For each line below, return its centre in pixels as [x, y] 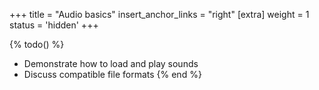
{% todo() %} [37, 44]
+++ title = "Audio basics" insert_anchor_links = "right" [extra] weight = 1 [159, 14]
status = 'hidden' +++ [54, 25]
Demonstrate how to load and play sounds [111, 63]
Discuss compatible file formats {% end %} [112, 74]
